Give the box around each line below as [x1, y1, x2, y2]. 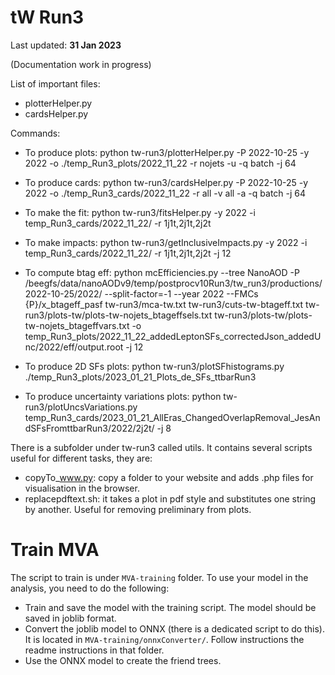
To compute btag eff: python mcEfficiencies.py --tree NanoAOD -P [24, 266, 300, 278]
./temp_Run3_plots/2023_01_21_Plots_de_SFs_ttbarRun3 [24, 371, 257, 383]
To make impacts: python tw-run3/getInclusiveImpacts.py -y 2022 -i [24, 236, 308, 248]
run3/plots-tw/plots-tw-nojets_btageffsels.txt [24, 309, 213, 321]
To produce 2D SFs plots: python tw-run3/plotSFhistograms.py [24, 360, 285, 372]
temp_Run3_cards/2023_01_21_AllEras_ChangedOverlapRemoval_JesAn [24, 411, 321, 423]
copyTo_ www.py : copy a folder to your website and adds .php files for [24, 471, 314, 483]
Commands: [10, 127, 61, 139]
